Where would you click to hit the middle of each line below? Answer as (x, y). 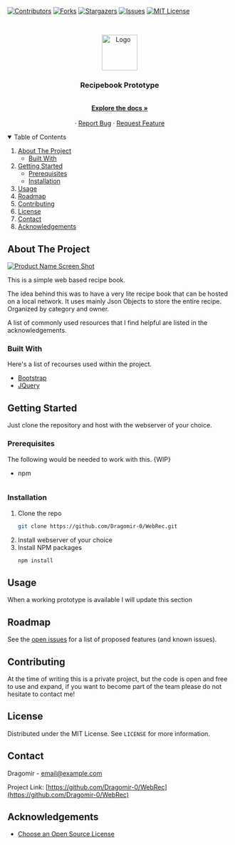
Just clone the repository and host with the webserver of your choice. (110, 425)
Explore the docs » (120, 108)
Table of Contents (40, 137)
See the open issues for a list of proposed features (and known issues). (112, 639)
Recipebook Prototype (120, 85)
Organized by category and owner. (58, 309)
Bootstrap (32, 378)
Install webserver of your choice (65, 540)
